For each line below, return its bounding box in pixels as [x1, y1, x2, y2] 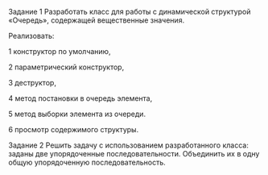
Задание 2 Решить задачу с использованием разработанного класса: [8, 140, 249, 150]
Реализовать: [8, 31, 55, 40]
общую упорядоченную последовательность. [8, 157, 167, 167]
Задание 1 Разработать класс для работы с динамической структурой [8, 7, 251, 16]
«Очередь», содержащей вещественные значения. [8, 15, 185, 25]
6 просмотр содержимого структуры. [8, 125, 139, 134]
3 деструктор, [8, 78, 56, 87]
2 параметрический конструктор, [8, 62, 125, 72]
